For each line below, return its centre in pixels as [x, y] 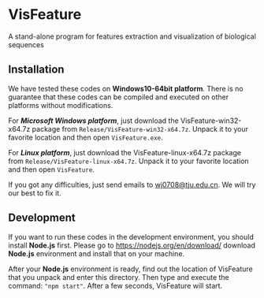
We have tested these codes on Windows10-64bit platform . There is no [126, 88]
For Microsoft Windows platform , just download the [93, 121]
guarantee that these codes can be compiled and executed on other [119, 97]
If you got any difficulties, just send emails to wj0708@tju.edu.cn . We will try [132, 184]
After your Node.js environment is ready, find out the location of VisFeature [131, 269]
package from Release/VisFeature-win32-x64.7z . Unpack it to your [140, 129]
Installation [36, 70]
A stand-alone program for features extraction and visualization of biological [132, 36]
